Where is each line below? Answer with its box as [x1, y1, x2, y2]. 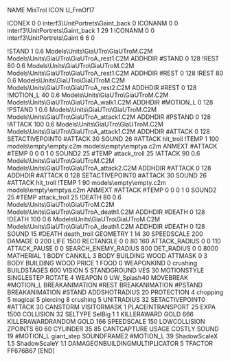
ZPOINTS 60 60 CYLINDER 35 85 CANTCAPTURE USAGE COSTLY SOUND [7, 325, 219, 333]
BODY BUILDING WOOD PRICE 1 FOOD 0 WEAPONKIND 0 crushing [7, 259, 198, 267]
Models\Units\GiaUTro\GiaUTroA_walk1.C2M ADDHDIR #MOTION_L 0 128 [7, 98, 214, 106]
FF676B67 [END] [7, 347, 55, 355]
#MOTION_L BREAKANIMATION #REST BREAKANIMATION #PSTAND [7, 281, 203, 289]
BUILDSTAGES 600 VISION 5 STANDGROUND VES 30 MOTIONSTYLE [7, 266, 205, 274]
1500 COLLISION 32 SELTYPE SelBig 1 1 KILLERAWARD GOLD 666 [7, 310, 194, 318]
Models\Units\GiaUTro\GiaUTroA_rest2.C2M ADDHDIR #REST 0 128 [7, 84, 197, 91]
